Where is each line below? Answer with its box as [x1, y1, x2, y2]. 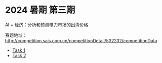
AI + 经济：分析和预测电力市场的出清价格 [5, 22, 88, 28]
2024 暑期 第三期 [5, 4, 75, 16]
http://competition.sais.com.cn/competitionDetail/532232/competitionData [5, 37, 157, 43]
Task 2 [12, 52, 26, 58]
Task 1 [12, 47, 26, 53]
